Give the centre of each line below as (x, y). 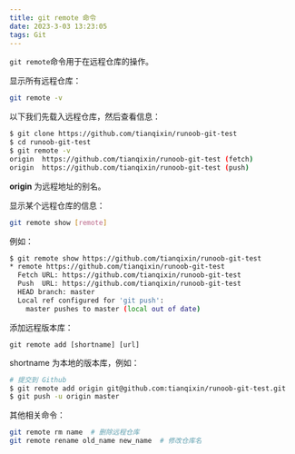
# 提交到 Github (38, 380)
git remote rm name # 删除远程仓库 (74, 432)
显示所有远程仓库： (45, 81)
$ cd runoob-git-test (50, 143)
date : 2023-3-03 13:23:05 (58, 26)
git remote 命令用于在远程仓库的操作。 (82, 62)
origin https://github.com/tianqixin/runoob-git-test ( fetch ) (132, 159)
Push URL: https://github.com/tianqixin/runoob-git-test (130, 284)
